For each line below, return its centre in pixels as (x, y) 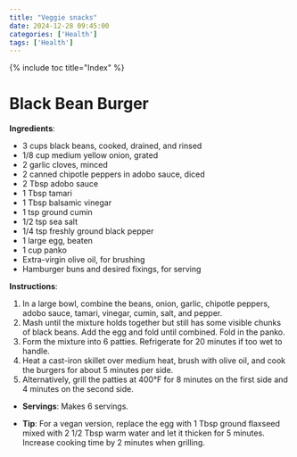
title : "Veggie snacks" (54, 17)
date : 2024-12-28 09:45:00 (59, 26)
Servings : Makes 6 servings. (75, 406)
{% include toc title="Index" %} (67, 68)
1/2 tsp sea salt (50, 222)
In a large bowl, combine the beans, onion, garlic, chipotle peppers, (146, 303)
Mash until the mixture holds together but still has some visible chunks (152, 323)
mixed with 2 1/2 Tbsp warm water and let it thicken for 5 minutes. (143, 433)
